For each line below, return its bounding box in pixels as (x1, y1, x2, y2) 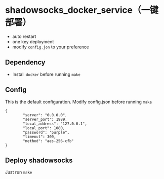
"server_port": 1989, (23, 117, 68, 122)
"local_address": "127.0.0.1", (23, 121, 87, 126)
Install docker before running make (12, 71, 81, 77)
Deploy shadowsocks (5, 156, 73, 164)
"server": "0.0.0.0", (23, 112, 68, 117)
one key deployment (12, 38, 54, 44)
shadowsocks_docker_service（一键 (5, 4, 159, 16)
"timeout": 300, (23, 134, 56, 139)
